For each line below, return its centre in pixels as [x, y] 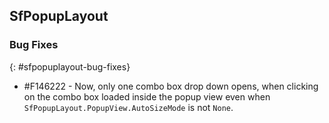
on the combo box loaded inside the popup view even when [147, 96]
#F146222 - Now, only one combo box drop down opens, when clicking [171, 86]
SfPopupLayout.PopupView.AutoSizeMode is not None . [128, 107]
